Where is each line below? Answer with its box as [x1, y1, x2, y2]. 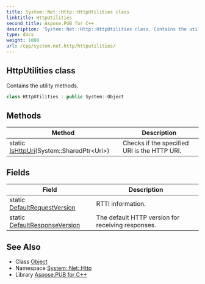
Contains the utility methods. [6, 82, 79, 89]
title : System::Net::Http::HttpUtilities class [6, 9, 130, 15]
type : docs [6, 32, 34, 38]
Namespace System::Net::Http [15, 264, 92, 272]
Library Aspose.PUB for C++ [15, 271, 87, 278]
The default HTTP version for [96, 213, 180, 222]
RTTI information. [96, 200, 146, 208]
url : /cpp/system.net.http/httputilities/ [6, 43, 116, 49]
